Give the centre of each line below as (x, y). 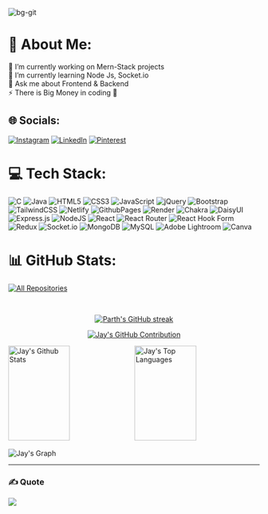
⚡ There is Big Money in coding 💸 (63, 93)
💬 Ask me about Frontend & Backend (69, 83)
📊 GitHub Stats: (63, 260)
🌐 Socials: (34, 121)
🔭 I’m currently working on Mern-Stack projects (87, 66)
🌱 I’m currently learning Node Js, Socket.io (79, 75)
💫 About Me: (50, 45)
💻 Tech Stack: (57, 174)
